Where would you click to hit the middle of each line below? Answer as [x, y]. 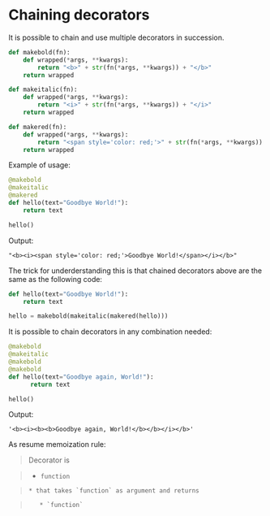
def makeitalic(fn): [43, 90]
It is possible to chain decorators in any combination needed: [110, 332]
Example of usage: [40, 165]
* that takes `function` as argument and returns [114, 491]
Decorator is [49, 460]
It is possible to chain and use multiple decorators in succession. [116, 37]
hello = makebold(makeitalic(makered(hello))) [88, 316]
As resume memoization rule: [57, 444]
